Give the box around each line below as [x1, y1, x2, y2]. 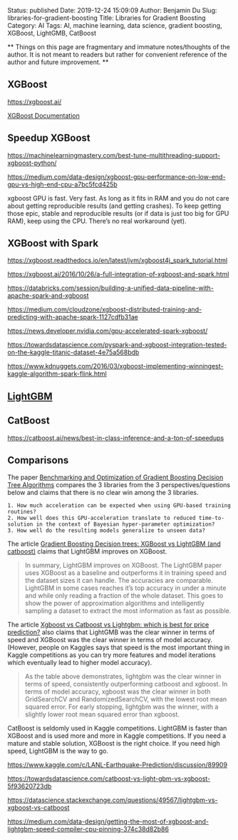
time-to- [198, 514, 224, 522]
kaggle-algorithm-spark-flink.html [7, 369, 107, 378]
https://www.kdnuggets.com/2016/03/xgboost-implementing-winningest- [7, 362, 224, 371]
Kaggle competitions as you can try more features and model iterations [7, 651, 216, 659]
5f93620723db [7, 782, 52, 791]
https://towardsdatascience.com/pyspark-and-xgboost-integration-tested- [7, 341, 227, 349]
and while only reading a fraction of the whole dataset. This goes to [24, 591, 224, 600]
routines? [7, 509, 37, 516]
